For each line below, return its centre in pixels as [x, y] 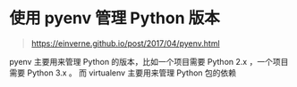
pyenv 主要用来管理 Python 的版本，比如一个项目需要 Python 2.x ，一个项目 [149, 61]
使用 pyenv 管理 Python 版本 [115, 18]
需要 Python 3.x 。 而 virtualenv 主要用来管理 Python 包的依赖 [123, 73]
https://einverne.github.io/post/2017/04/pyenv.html [126, 43]
